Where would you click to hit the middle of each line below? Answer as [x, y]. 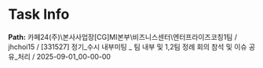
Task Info [39, 14]
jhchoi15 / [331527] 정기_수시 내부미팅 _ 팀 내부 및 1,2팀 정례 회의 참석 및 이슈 [128, 47]
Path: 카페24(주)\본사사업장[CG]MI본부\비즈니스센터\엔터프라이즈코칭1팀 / [123, 37]
